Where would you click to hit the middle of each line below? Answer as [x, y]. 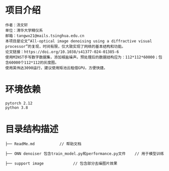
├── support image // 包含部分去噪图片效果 [61, 163]
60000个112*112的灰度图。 [34, 63]
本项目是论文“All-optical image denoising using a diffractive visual [79, 41]
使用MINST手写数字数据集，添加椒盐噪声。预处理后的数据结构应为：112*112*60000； [82, 57]
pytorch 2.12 [19, 103]
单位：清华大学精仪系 [24, 30]
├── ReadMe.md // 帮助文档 [43, 144]
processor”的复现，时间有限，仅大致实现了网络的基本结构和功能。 [65, 46]
